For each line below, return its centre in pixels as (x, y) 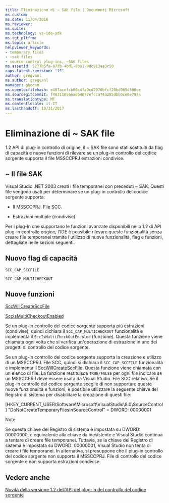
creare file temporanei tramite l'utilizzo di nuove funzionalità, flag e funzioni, (84, 237)
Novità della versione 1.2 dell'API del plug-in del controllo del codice (76, 490)
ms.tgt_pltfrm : (21, 38)
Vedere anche (28, 477)
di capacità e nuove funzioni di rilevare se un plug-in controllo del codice (81, 153)
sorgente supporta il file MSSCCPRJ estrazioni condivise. (65, 158)
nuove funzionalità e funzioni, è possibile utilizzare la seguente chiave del (81, 389)
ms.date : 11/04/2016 (27, 19)
